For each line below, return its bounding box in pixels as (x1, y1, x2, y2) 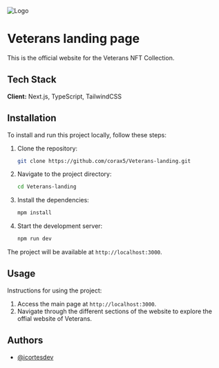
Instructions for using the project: (7, 286, 102, 295)
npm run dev (17, 236, 52, 243)
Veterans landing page (7, 31, 140, 46)
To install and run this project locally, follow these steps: (7, 130, 167, 139)
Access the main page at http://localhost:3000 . (17, 299, 157, 308)
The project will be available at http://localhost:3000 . (7, 248, 162, 256)
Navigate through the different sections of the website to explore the (17, 307, 213, 315)
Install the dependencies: (17, 196, 90, 204)
